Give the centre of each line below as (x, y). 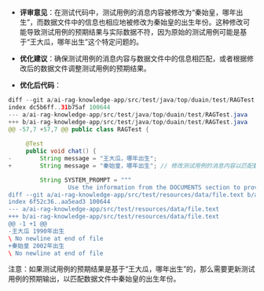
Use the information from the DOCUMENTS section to (154, 187)
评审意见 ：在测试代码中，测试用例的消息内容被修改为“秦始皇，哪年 (128, 12)
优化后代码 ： (40, 85)
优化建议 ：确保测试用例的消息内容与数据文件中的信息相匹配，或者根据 (133, 59)
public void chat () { (61, 151)
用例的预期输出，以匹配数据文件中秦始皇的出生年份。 (94, 279)
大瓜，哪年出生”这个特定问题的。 (90, 42)
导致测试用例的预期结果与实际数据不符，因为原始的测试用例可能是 (133, 32)
